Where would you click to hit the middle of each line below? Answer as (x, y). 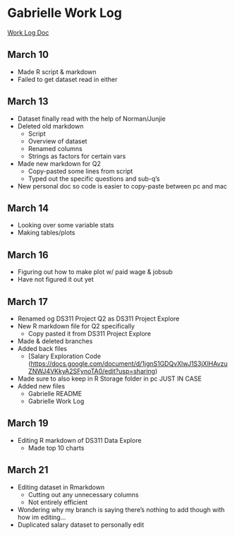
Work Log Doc (28, 32)
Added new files (41, 386)
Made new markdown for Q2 (59, 163)
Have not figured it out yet (55, 280)
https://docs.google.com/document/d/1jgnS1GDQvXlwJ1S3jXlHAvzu (129, 364)
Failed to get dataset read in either (67, 79)
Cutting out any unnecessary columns (83, 494)
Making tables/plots (46, 233)
